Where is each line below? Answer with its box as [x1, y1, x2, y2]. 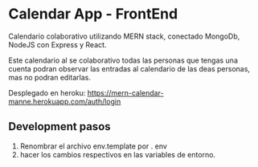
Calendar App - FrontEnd [8, 5, 178, 23]
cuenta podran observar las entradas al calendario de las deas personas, [8, 63, 251, 73]
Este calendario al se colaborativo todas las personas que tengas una [8, 55, 239, 65]
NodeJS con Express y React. [8, 39, 107, 49]
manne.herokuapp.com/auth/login [8, 96, 121, 106]
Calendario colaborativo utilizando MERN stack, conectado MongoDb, [8, 31, 240, 41]
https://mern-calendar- [87, 88, 164, 97]
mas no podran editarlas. [8, 72, 91, 82]
